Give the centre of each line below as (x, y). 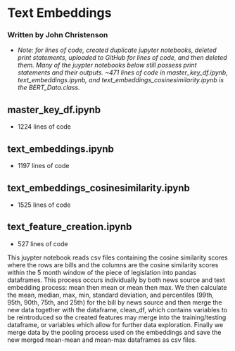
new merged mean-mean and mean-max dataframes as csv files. (102, 340)
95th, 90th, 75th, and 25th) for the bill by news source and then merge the (115, 302)
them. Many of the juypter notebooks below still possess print (107, 65)
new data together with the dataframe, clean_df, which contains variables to (117, 309)
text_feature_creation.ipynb (70, 227)
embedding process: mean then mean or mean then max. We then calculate (117, 287)
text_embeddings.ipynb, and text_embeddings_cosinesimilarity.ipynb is (120, 80)
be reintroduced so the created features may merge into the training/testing (117, 317)
